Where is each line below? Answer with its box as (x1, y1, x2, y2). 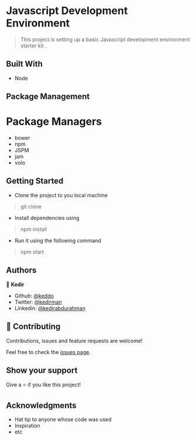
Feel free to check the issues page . (6, 348, 91, 355)
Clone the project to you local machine (14, 191, 108, 198)
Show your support (6, 365, 78, 375)
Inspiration (14, 422, 40, 429)
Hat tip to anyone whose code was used (14, 416, 112, 423)
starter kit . (20, 42, 47, 49)
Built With (6, 59, 43, 69)
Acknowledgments (6, 400, 77, 410)
